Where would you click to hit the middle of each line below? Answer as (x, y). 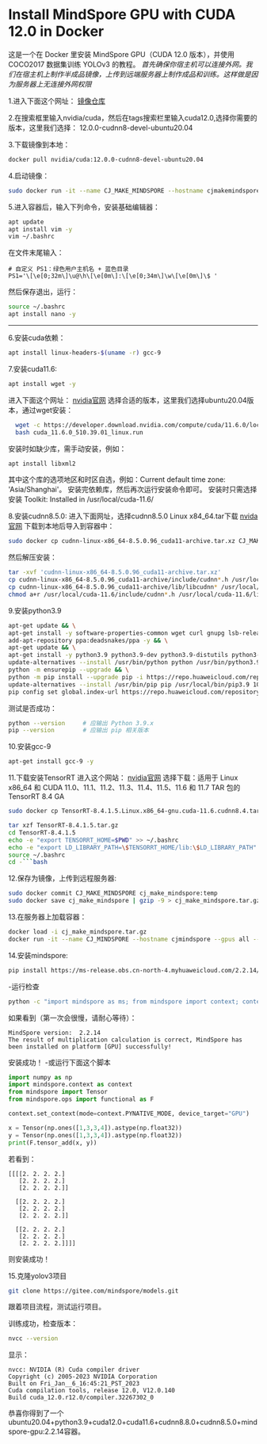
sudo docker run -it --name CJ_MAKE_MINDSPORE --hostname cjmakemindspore (134, 191)
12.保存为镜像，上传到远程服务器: (63, 878)
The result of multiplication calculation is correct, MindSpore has (126, 1040)
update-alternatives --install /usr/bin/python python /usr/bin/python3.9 (134, 663)
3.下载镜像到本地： (39, 144)
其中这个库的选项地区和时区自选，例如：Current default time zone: (117, 479)
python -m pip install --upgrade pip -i (76, 677)
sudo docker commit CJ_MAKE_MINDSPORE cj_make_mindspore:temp (113, 893)
